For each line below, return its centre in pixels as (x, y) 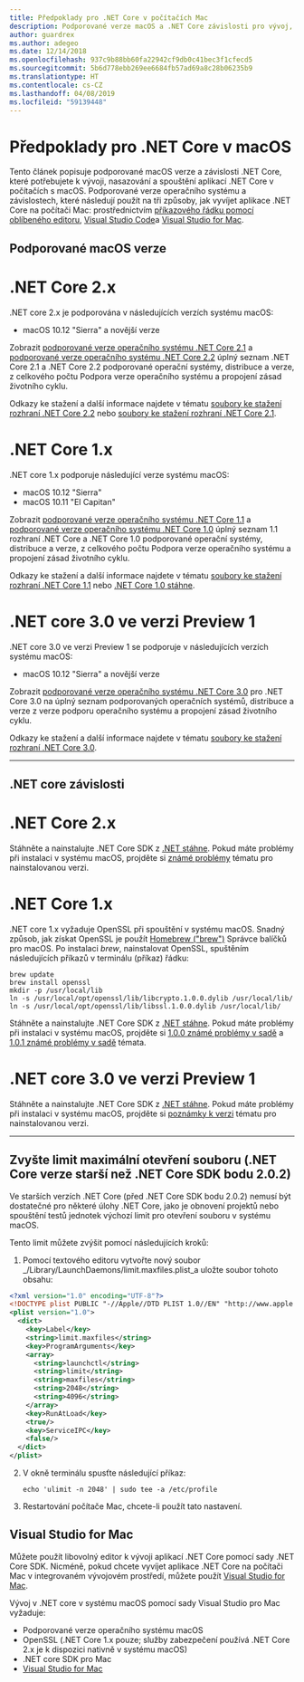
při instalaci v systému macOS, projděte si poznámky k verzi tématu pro (143, 1113)
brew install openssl (50, 982)
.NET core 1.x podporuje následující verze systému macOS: (119, 474)
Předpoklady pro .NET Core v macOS (151, 147)
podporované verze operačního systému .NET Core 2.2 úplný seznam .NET (149, 357)
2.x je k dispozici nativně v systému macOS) (105, 1649)
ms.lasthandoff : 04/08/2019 (62, 93)
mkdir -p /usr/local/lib (56, 990)
